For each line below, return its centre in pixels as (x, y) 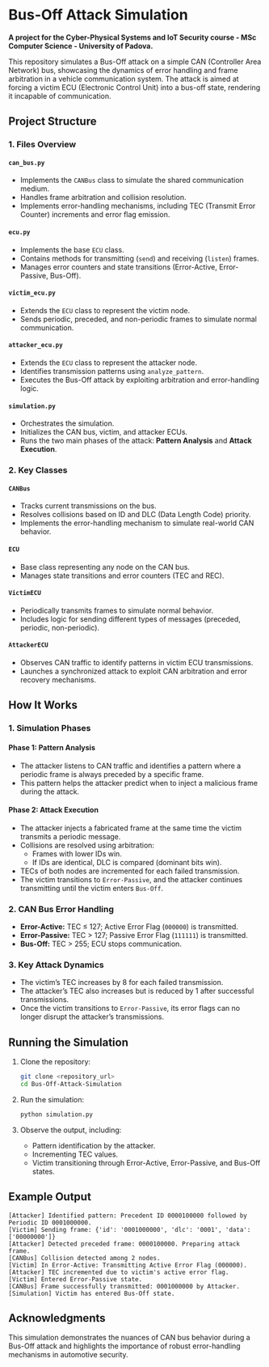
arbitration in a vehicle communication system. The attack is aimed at (124, 79)
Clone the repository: (55, 1062)
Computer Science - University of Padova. (81, 45)
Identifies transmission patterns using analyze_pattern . (112, 371)
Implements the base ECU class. (72, 249)
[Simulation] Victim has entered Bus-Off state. (92, 1293)
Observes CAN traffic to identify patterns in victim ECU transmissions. (137, 662)
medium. (35, 189)
